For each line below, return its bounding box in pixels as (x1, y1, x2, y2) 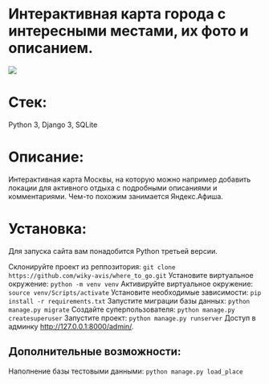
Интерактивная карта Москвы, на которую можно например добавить (8, 174, 251, 184)
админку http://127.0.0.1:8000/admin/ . (8, 321, 134, 331)
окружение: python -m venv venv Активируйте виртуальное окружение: (8, 279, 254, 288)
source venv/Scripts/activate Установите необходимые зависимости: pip (8, 287, 262, 297)
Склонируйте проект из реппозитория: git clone (8, 262, 176, 272)
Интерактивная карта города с (8, 5, 226, 23)
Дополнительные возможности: (8, 345, 181, 358)
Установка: (8, 220, 87, 238)
